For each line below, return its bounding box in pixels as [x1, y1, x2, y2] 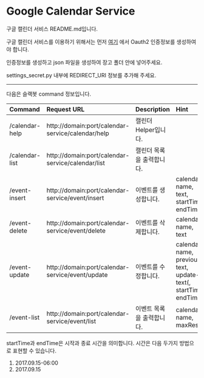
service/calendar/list [46, 158, 105, 167]
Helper [135, 125, 155, 134]
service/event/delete [46, 226, 106, 235]
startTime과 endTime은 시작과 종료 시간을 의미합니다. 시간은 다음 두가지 [6, 339, 178, 346]
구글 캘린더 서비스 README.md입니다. [6, 25, 98, 32]
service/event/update [46, 270, 108, 279]
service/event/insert [46, 194, 104, 202]
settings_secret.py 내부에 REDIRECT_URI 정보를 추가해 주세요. [6, 71, 157, 79]
